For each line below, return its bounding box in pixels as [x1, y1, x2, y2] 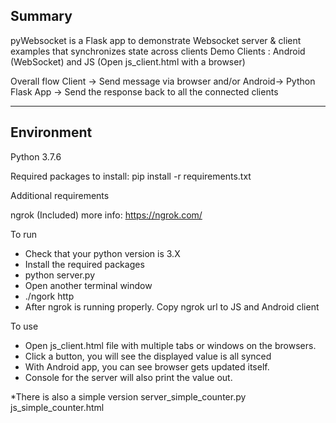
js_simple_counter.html [10, 401, 105, 413]
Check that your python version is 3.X [24, 247, 181, 259]
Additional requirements [10, 189, 110, 201]
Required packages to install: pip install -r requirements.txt [10, 170, 252, 182]
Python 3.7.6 [10, 150, 62, 163]
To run [10, 228, 38, 240]
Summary [10, 8, 73, 25]
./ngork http [24, 290, 75, 302]
